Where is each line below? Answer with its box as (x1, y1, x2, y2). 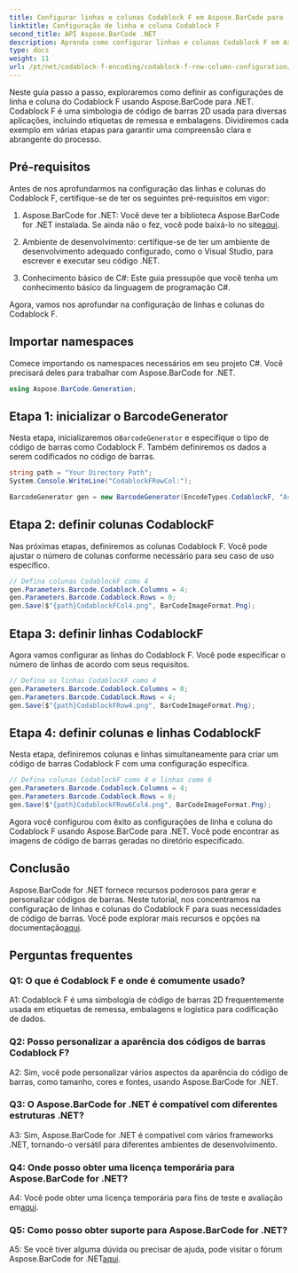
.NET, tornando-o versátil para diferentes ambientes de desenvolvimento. (9, 1139, 278, 1150)
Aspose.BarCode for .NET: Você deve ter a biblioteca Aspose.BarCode (21, 209, 280, 220)
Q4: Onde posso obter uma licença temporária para (9, 1161, 235, 1174)
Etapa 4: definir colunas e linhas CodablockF (9, 725, 262, 741)
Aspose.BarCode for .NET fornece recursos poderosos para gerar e (9, 884, 257, 895)
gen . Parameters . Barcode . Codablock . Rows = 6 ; (9, 792, 176, 801)
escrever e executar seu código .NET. (21, 255, 161, 266)
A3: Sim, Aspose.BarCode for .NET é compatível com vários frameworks (9, 1129, 274, 1140)
